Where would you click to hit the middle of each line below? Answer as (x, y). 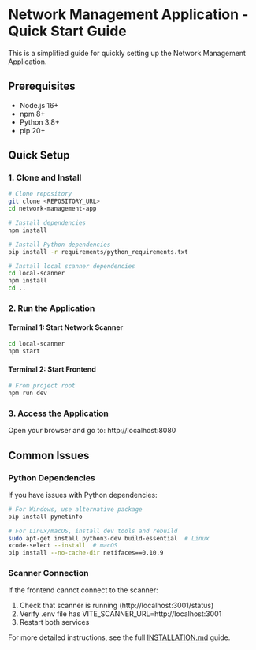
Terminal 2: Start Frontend (52, 369)
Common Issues (49, 455)
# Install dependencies (47, 223)
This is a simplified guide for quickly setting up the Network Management (127, 53)
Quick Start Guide (68, 31)
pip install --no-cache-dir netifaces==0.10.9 (86, 553)
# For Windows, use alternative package (76, 509)
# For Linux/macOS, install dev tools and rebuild (93, 531)
